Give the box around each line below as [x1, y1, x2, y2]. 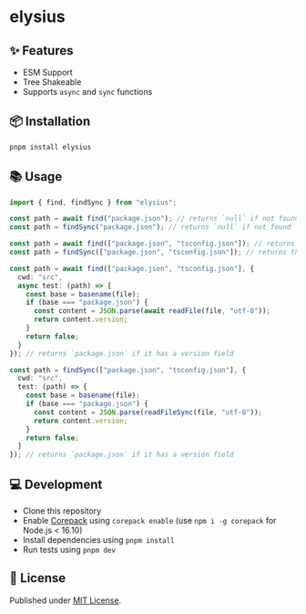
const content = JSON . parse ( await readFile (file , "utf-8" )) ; [33, 307, 271, 316]
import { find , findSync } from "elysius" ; [9, 198, 178, 207]
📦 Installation [9, 114, 91, 130]
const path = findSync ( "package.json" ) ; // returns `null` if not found [9, 223, 291, 232]
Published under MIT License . [9, 595, 122, 606]
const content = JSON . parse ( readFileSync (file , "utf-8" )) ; [33, 408, 262, 417]
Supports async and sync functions [22, 87, 153, 97]
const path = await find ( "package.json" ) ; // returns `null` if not [9, 214, 275, 224]
